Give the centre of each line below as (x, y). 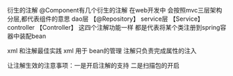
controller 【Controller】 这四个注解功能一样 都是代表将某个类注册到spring (114, 27)
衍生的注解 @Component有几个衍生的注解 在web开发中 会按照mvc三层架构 (115, 10)
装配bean (33, 36)
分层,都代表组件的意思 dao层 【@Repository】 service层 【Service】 (105, 19)
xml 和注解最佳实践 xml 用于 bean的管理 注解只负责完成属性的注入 (102, 51)
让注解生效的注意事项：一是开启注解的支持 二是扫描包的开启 (93, 65)
